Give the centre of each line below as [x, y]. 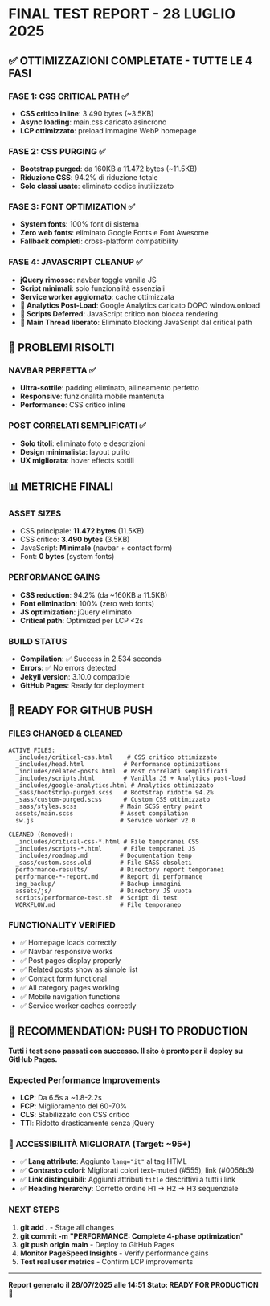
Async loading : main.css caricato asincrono [93, 122]
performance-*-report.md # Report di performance [109, 876]
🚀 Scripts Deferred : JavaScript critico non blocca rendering [119, 313]
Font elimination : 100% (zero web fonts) [87, 603]
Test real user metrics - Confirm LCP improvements [106, 1261]
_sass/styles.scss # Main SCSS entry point [109, 806]
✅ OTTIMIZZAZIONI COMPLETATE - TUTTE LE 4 [131, 61]
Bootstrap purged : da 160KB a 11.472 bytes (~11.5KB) [108, 169]
